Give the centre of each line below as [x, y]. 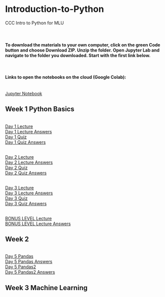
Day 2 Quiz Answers [26, 173]
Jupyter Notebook [24, 93]
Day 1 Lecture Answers [28, 131]
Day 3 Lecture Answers [29, 193]
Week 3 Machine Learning [46, 288]
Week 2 [17, 239]
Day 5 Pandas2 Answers [30, 272]
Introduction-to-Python [55, 9]
